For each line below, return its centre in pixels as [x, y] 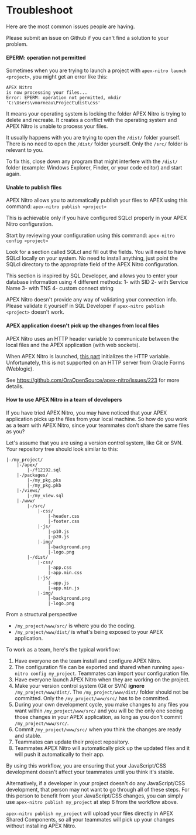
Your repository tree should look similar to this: [62, 449]
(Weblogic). [20, 369]
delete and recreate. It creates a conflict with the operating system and [92, 120]
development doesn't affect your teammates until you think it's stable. [90, 772]
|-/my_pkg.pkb [44, 485]
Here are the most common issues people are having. [71, 26]
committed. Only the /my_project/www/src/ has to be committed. [92, 698]
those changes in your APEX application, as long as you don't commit [98, 717]
